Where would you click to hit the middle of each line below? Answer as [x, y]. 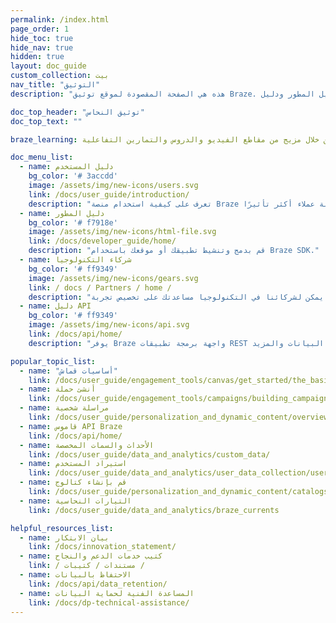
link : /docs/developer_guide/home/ [102, 241]
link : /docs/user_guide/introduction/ [109, 194]
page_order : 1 [40, 29]
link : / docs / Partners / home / [100, 287]
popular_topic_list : [53, 361]
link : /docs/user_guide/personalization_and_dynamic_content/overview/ [180, 417]
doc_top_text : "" [46, 121]
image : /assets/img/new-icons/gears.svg [113, 278]
